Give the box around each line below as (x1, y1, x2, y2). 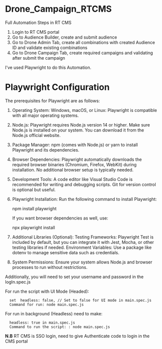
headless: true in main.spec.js (9, 320, 76, 325)
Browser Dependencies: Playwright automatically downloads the (12, 156, 142, 162)
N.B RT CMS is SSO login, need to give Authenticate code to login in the (5, 333, 150, 339)
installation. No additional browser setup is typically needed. (12, 167, 134, 173)
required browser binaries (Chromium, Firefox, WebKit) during (12, 161, 137, 167)
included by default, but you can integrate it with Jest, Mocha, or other (12, 239, 154, 245)
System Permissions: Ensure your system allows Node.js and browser (12, 259, 153, 265)
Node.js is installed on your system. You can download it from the (12, 127, 144, 133)
